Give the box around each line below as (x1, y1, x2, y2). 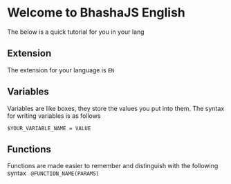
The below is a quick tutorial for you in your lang (7, 28, 145, 36)
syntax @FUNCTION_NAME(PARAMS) (7, 169, 100, 177)
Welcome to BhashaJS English (7, 5, 185, 21)
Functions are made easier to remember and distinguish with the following (7, 162, 219, 170)
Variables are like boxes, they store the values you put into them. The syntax (7, 104, 225, 112)
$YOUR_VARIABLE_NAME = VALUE (7, 125, 91, 132)
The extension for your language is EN (7, 65, 115, 74)
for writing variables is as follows (7, 112, 102, 120)
